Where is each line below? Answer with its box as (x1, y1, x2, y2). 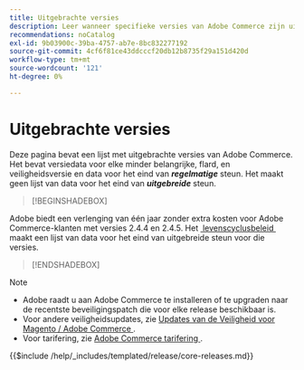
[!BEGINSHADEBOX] (31, 195, 108, 206)
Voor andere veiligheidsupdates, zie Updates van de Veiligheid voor (22, 313, 276, 324)
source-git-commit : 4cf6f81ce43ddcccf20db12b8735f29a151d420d (9, 47, 249, 56)
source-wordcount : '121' (9, 64, 103, 73)
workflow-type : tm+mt (9, 55, 91, 64)
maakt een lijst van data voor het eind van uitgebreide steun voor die (9, 232, 265, 242)
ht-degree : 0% (9, 72, 63, 81)
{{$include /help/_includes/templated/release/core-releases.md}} (9, 350, 254, 361)
